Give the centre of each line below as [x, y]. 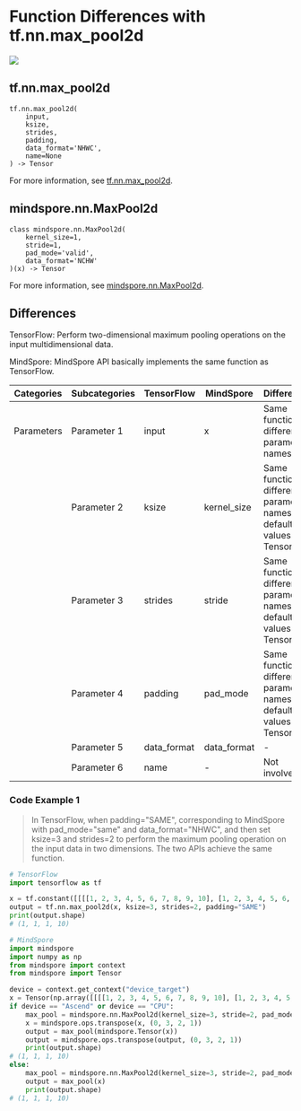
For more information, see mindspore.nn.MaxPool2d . [107, 285]
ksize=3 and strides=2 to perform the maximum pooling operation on [159, 839]
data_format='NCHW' [62, 261]
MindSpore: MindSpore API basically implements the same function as [139, 362]
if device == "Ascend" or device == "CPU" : [92, 1007]
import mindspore [42, 949]
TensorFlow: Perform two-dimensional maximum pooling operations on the [148, 335]
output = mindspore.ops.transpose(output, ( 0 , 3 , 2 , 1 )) [134, 1040]
